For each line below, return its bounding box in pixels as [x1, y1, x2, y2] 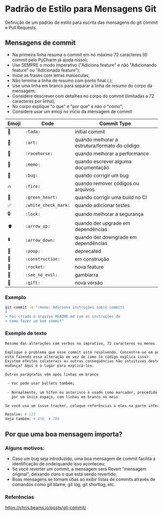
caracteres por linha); [12, 98, 55, 104]
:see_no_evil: [25, 272, 58, 278]
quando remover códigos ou [75, 180, 139, 187]
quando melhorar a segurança [75, 211, 144, 217]
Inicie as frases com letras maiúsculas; [12, 72, 90, 78]
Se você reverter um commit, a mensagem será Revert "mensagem [12, 466, 147, 472]
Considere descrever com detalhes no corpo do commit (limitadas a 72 [12, 93, 154, 99]
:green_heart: [25, 195, 58, 200]
